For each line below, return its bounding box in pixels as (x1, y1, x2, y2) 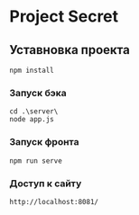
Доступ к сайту (9, 177, 82, 190)
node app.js (9, 115, 54, 124)
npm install (9, 66, 54, 75)
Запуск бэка (9, 86, 68, 99)
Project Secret (9, 6, 119, 27)
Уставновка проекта (9, 42, 131, 58)
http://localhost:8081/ (9, 197, 99, 206)
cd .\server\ (9, 107, 59, 116)
